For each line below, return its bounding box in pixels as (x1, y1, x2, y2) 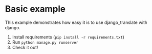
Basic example (5, 3, 66, 15)
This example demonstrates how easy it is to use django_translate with (5, 19, 148, 25)
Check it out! (12, 44, 38, 50)
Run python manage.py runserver (12, 39, 79, 45)
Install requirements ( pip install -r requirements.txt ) (12, 34, 125, 40)
